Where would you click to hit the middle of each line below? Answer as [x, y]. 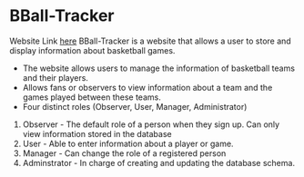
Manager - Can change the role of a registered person [124, 153]
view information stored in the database [97, 133]
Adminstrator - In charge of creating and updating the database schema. [159, 162]
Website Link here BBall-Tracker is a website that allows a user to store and [150, 41]
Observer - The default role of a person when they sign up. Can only [151, 124]
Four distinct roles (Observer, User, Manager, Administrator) [135, 106]
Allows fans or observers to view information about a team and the [147, 87]
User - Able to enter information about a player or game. [128, 143]
